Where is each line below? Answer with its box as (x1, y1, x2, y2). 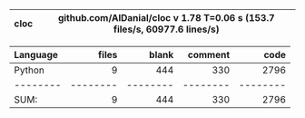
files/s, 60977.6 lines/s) (113, 23, 220, 35)
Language (14, 49, 59, 61)
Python (14, 64, 45, 76)
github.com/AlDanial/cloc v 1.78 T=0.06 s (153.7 (57, 12, 275, 24)
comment (187, 49, 230, 61)
